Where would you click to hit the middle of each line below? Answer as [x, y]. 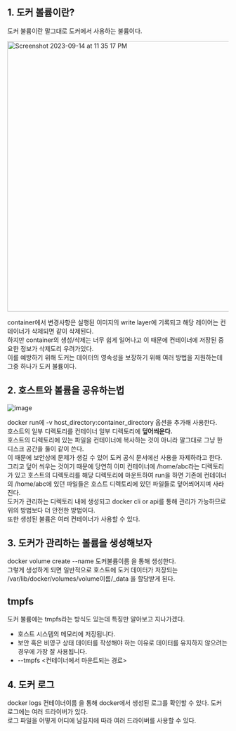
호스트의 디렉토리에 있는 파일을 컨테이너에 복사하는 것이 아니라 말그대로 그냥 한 [115, 440]
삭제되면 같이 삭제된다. [63, 331]
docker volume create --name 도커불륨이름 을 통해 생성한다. [92, 561]
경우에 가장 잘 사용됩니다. [52, 652]
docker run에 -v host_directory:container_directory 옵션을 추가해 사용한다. [112, 422]
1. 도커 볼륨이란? [41, 13]
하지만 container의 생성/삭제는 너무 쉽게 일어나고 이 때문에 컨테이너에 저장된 [112, 340]
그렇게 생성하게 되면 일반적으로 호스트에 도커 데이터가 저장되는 [93, 570]
